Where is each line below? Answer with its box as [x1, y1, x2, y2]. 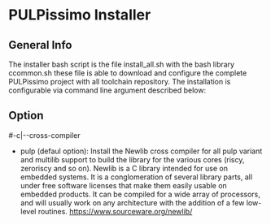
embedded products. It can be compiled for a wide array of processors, [20, 189, 260, 199]
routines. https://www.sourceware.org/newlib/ [37, 206, 193, 216]
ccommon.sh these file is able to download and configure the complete [8, 68, 247, 78]
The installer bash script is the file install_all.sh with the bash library [8, 59, 234, 69]
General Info [8, 38, 72, 52]
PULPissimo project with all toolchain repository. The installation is [8, 77, 231, 86]
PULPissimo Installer [8, 6, 151, 24]
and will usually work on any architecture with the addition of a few [20, 197, 245, 208]
